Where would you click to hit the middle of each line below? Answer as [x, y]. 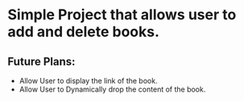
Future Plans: [41, 61]
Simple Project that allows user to [122, 15]
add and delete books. [84, 32]
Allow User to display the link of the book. [88, 81]
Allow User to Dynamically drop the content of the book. [112, 89]
